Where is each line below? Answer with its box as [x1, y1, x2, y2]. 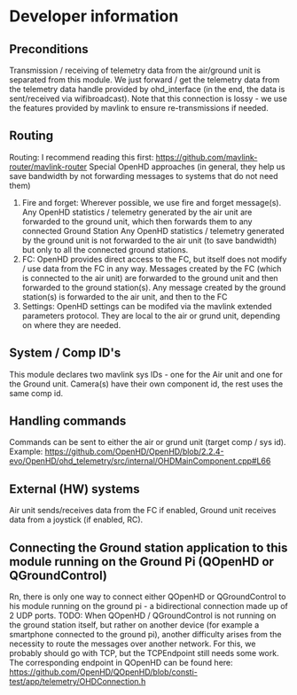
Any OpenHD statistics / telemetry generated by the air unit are [21, 207, 253, 217]
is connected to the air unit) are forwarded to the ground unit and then [21, 272, 278, 283]
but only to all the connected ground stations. [21, 244, 189, 254]
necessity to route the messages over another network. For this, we [9, 638, 256, 649]
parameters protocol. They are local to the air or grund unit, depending [21, 310, 281, 321]
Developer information [9, 6, 179, 27]
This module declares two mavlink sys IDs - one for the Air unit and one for [9, 369, 284, 379]
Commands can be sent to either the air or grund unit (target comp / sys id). [9, 437, 286, 448]
